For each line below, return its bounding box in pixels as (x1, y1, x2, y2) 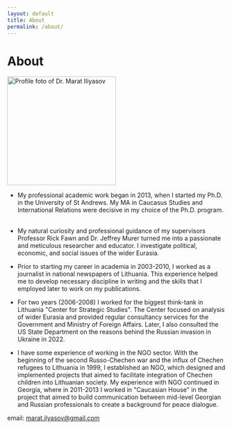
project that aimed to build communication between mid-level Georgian (17, 393, 222, 401)
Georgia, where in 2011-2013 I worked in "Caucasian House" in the (17, 386, 208, 394)
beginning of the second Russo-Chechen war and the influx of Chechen (17, 356, 224, 364)
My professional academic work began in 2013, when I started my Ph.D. (17, 191, 223, 199)
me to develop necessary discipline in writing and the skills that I (17, 277, 203, 286)
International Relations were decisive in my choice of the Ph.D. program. (17, 206, 224, 214)
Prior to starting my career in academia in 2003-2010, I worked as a (17, 263, 210, 271)
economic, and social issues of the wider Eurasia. (17, 249, 160, 258)
